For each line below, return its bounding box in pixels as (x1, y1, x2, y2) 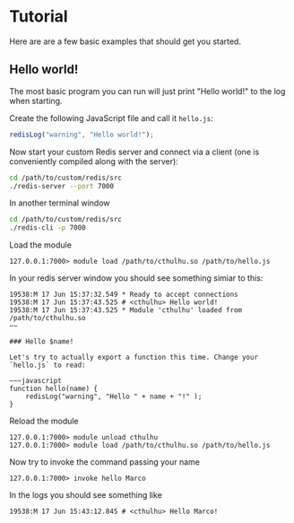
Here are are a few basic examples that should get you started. (9, 36, 242, 47)
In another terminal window (9, 197, 110, 208)
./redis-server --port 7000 (9, 181, 115, 190)
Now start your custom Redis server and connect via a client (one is (9, 146, 260, 157)
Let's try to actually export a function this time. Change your (9, 353, 258, 362)
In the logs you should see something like (9, 490, 163, 501)
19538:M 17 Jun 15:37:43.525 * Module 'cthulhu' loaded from (9, 306, 243, 315)
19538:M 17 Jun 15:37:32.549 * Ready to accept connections (9, 290, 239, 300)
